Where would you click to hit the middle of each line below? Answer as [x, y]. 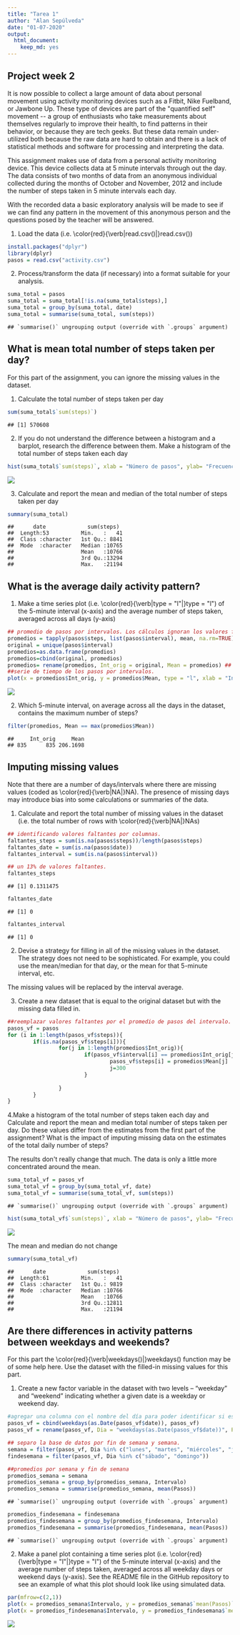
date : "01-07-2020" [36, 27]
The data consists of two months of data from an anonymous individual [112, 175]
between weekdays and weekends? [89, 1342]
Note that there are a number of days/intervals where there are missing [112, 784]
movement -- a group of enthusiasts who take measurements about [107, 116]
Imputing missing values [63, 767]
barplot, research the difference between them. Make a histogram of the [124, 446]
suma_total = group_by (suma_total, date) [70, 308]
